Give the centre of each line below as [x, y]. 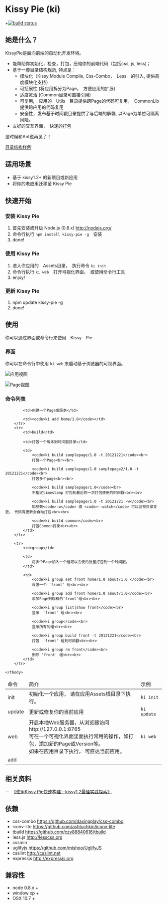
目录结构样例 [18, 147]
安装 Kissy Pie [22, 216]
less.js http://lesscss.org [38, 837]
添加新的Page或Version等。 [71, 744]
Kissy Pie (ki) [33, 9]
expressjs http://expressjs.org [43, 858]
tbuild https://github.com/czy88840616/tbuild [59, 832]
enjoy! [19, 277]
